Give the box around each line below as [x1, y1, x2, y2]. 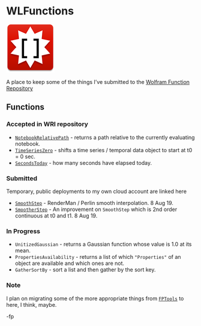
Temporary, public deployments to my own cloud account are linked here [6, 188, 187, 195]
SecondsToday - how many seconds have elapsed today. [14, 159, 152, 166]
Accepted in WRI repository [6, 120, 89, 128]
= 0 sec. [14, 153, 36, 160]
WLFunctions [6, 4, 74, 18]
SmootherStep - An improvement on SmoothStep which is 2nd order [14, 206, 178, 213]
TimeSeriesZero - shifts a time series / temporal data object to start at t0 [14, 146, 193, 153]
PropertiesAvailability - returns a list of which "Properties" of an [14, 253, 181, 261]
